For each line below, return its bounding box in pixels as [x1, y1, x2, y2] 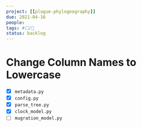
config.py [14, 95, 39, 102]
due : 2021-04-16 [6, 14, 46, 20]
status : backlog [6, 31, 46, 36]
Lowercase [6, 68, 61, 82]
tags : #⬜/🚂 [6, 25, 35, 31]
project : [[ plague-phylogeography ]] [6, 8, 96, 15]
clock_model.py [14, 109, 52, 115]
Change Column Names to [6, 56, 137, 69]
